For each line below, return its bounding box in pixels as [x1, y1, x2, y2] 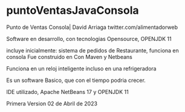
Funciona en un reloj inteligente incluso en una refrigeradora [6, 64, 157, 72]
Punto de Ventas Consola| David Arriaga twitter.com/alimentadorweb [6, 23, 178, 31]
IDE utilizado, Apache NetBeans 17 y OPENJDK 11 [6, 88, 129, 95]
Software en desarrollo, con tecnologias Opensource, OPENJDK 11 [6, 35, 172, 42]
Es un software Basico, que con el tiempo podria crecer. [6, 76, 146, 84]
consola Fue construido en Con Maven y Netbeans [6, 53, 133, 60]
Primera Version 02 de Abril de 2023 [6, 100, 98, 107]
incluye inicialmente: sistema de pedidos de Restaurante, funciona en [6, 46, 180, 54]
